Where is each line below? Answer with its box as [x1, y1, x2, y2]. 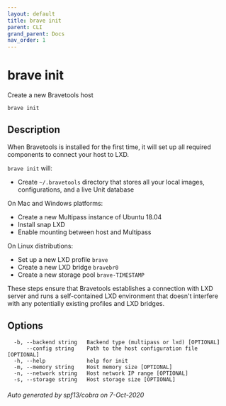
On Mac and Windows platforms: [7, 199, 103, 207]
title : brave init [7, 17, 62, 24]
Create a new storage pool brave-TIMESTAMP [17, 270, 145, 279]
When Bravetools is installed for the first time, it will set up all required [7, 143, 211, 151]
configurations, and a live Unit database [17, 185, 135, 194]
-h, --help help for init [13, 357, 129, 364]
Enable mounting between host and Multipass [17, 228, 152, 236]
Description [7, 124, 60, 136]
